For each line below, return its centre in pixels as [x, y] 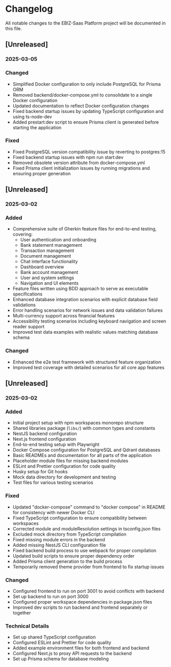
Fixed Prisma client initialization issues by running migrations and [81, 168]
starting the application [37, 127]
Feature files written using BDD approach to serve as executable [80, 289]
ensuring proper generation [42, 173]
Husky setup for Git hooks [40, 472]
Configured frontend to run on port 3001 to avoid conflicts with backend [88, 591]
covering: [23, 234]
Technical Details [27, 626]
